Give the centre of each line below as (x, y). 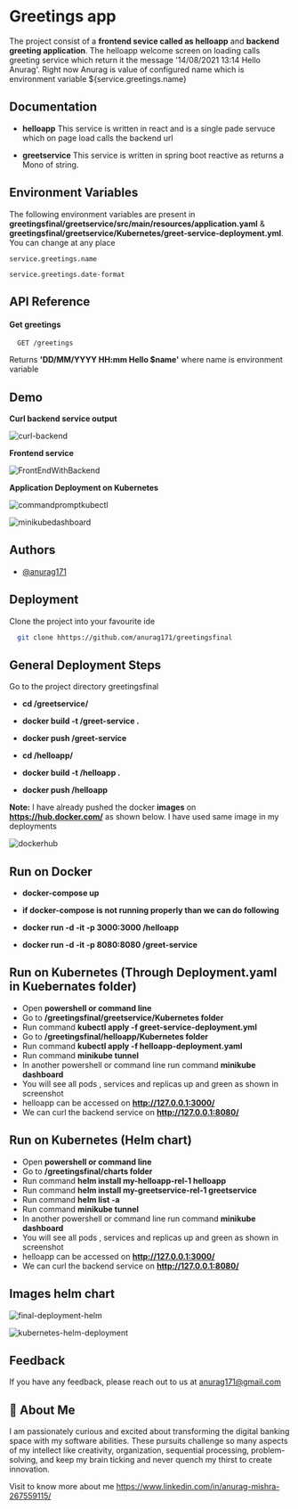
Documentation (53, 107)
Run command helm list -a (71, 1199)
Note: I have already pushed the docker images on (103, 807)
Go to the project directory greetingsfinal (84, 687)
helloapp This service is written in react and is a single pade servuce (149, 128)
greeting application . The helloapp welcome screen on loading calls (135, 50)
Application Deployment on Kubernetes (84, 487)
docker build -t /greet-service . (81, 721)
